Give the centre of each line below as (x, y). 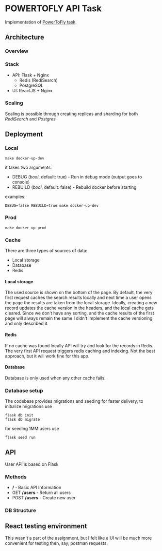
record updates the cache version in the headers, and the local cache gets (80, 308)
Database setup (24, 391)
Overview (17, 51)
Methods (16, 477)
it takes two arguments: (28, 167)
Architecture (25, 37)
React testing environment (46, 526)
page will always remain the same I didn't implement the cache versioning (79, 318)
